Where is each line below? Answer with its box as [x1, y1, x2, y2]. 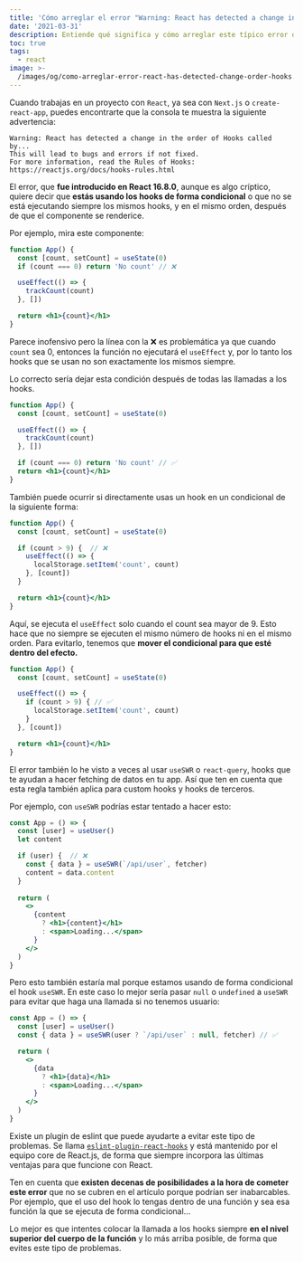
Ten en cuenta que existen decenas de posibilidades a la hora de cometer [9, 1177, 289, 1188]
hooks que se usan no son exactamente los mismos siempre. [9, 356, 236, 366]
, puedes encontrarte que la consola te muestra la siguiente [45, 106, 267, 118]
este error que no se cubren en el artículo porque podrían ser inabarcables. [9, 1186, 290, 1197]
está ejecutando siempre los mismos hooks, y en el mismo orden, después [9, 200, 287, 211]
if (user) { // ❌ [17, 851, 87, 860]
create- [252, 99, 281, 108]
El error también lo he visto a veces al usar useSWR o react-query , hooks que [9, 764, 291, 774]
